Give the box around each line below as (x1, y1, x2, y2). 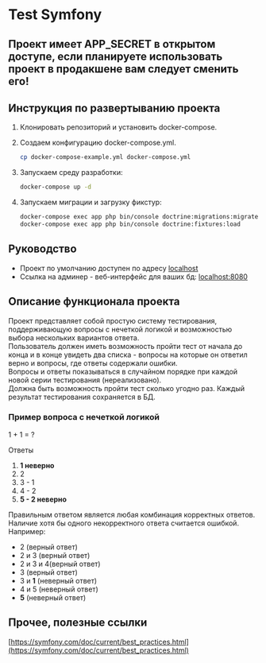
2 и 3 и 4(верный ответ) (19, 559, 101, 568)
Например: (8, 526, 46, 536)
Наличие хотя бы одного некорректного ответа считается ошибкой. (8, 518, 240, 528)
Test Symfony (8, 6, 102, 24)
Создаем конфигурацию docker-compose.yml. (19, 138, 177, 148)
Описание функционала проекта (8, 295, 180, 308)
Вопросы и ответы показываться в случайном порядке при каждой (8, 366, 238, 376)
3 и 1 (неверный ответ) (19, 576, 98, 585)
